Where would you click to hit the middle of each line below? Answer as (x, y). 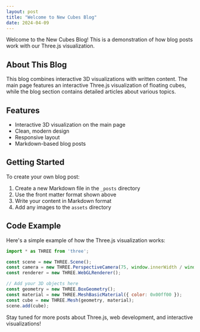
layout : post (22, 12)
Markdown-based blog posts (50, 144)
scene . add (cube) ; (28, 306)
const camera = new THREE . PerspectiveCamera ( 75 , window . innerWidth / (94, 267)
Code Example (34, 226)
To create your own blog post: (43, 177)
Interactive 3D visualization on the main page (70, 125)
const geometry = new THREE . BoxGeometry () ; (61, 289)
